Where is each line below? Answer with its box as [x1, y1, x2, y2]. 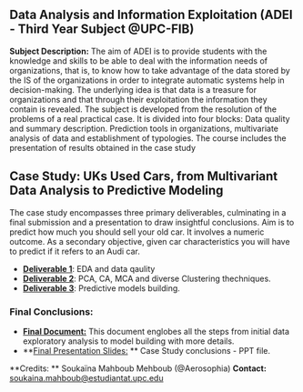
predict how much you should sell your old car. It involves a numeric [9, 226, 265, 237]
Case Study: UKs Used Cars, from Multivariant [9, 168, 278, 185]
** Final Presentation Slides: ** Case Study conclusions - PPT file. [22, 345, 271, 356]
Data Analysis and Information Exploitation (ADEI [9, 7, 293, 23]
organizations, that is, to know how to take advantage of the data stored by [9, 65, 291, 75]
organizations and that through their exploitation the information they [9, 94, 268, 105]
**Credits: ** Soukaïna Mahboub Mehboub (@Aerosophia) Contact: [9, 363, 267, 374]
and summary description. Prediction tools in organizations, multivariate [9, 123, 279, 134]
